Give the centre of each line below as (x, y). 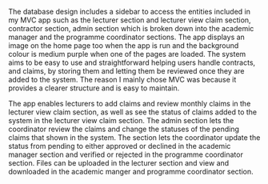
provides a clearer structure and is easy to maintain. (94, 88)
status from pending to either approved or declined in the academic (120, 146)
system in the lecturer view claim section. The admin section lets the (121, 120)
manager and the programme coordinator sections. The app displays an (127, 37)
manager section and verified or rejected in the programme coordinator (126, 154)
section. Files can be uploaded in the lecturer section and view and (119, 163)
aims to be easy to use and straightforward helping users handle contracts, (132, 62)
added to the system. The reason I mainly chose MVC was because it (122, 80)
